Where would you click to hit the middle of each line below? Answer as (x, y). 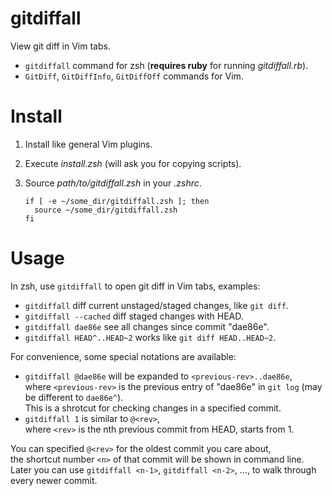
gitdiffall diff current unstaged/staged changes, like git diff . (156, 305)
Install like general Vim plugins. (88, 144)
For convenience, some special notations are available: (123, 356)
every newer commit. (54, 480)
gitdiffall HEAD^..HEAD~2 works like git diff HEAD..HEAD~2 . (150, 337)
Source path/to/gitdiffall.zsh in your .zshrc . (113, 183)
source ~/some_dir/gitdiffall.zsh (106, 210)
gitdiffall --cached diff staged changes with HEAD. (134, 316)
